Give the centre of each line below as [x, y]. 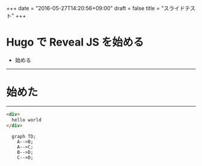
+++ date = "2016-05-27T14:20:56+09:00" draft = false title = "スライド [96, 8]
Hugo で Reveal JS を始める [75, 42]
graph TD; [24, 137]
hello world [27, 120]
